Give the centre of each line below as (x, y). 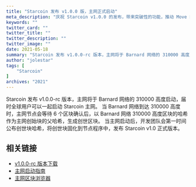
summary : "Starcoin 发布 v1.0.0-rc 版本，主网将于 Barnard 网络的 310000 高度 (98, 55)
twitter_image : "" (28, 44)
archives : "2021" (27, 82)
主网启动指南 (30, 171)
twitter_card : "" (27, 28)
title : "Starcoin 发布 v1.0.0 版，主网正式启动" (62, 11)
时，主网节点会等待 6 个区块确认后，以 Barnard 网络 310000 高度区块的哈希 (97, 114)
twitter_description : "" (36, 38)
